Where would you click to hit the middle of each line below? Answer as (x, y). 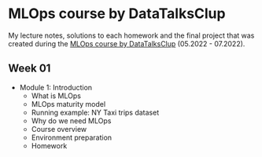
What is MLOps (56, 96)
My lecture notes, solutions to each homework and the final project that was (131, 35)
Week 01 (30, 69)
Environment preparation (72, 137)
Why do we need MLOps (71, 120)
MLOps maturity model (68, 104)
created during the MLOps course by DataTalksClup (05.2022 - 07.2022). (127, 43)
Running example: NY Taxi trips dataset (95, 112)
